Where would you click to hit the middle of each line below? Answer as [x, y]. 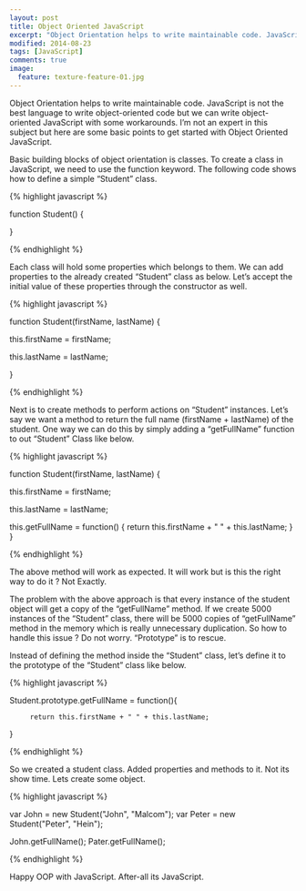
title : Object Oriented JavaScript [77, 26]
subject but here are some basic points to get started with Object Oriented [149, 132]
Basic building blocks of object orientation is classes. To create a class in [147, 159]
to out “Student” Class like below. [72, 439]
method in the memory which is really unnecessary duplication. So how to [148, 628]
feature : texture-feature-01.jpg [81, 77]
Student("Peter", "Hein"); [56, 824]
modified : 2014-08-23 [51, 43]
